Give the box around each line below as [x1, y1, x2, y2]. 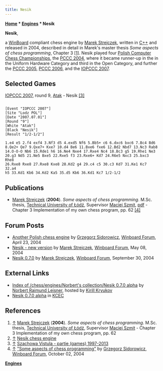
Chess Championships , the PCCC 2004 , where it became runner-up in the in [5, 55, 159, 61]
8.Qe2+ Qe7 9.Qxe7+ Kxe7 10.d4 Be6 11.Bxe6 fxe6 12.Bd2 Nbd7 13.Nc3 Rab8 [5, 145, 158, 150]
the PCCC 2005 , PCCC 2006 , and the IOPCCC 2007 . [5, 65, 110, 71]
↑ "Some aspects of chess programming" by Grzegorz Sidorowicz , [12, 346, 147, 351]
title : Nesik [5, 7, 32, 12]
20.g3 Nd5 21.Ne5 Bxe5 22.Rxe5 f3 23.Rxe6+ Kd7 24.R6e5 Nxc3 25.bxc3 [5, 153, 149, 158]
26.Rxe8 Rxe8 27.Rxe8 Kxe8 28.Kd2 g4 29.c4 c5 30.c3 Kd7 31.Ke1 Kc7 [5, 162, 147, 167]
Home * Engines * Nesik [5, 21, 55, 26]
